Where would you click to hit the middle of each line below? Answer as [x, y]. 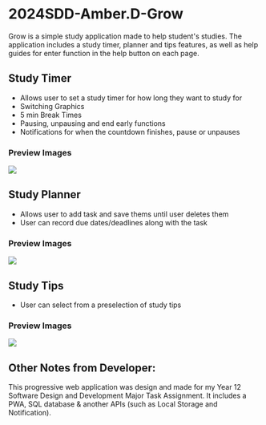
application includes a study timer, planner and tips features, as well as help [133, 44]
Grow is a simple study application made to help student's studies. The [125, 36]
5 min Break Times [51, 115]
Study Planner [45, 194]
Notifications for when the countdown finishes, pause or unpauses [130, 132]
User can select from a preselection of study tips [101, 305]
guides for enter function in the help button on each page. [104, 53]
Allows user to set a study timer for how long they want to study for [131, 98]
